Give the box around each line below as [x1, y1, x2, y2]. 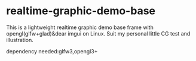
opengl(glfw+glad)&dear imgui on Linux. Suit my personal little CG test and [6, 30, 191, 37]
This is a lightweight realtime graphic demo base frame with [6, 24, 154, 31]
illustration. [6, 36, 34, 43]
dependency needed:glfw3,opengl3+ [6, 47, 98, 54]
